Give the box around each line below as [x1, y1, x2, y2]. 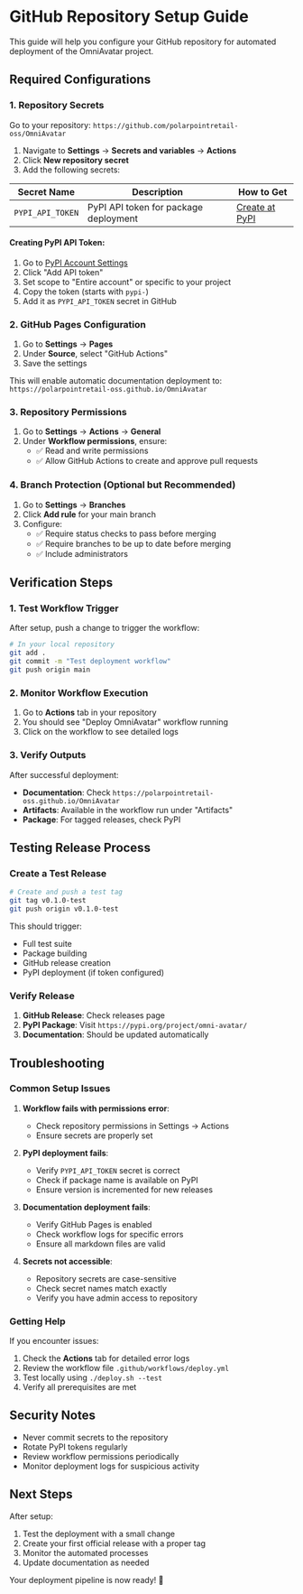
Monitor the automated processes [22, 1547, 149, 1558]
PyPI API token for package [87, 200, 204, 213]
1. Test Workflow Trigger [9, 602, 119, 615]
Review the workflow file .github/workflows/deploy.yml [22, 1363, 230, 1374]
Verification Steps [9, 575, 114, 590]
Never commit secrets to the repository [22, 1432, 169, 1442]
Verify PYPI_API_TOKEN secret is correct [35, 1164, 180, 1175]
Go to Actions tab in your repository [22, 707, 157, 718]
